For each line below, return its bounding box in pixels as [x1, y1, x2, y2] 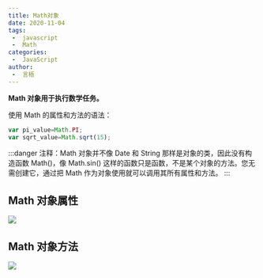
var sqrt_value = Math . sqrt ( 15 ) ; [8, 133, 111, 141]
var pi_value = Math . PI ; [8, 126, 83, 134]
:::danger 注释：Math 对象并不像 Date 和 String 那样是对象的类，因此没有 [8, 148, 246, 158]
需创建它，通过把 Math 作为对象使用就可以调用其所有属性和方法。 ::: [8, 168, 231, 178]
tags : [8, 26, 26, 34]
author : [8, 63, 34, 71]
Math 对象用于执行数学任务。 [8, 93, 104, 103]
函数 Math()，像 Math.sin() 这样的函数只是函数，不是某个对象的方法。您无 [14, 158, 256, 168]
